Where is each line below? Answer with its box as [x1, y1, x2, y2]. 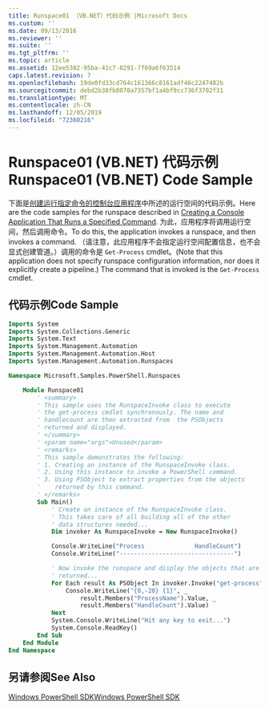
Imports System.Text [8, 334, 78, 343]
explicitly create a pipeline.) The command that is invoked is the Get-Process [8, 264, 260, 273]
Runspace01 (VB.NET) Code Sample [8, 171, 254, 189]
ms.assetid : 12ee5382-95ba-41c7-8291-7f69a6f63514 [8, 64, 181, 72]
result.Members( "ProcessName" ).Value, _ [79, 594, 217, 602]
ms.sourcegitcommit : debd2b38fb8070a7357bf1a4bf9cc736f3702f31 [8, 86, 224, 95]
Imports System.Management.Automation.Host [8, 350, 156, 358]
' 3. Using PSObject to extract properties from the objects [37, 476, 246, 484]
